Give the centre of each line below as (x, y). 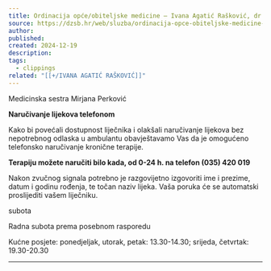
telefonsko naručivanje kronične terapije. (76, 146)
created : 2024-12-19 (43, 46)
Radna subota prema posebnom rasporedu (79, 226)
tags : (17, 61)
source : (21, 23)
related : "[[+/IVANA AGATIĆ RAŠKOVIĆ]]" (77, 76)
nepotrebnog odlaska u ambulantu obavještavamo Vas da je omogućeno (129, 138)
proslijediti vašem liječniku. (53, 195)
